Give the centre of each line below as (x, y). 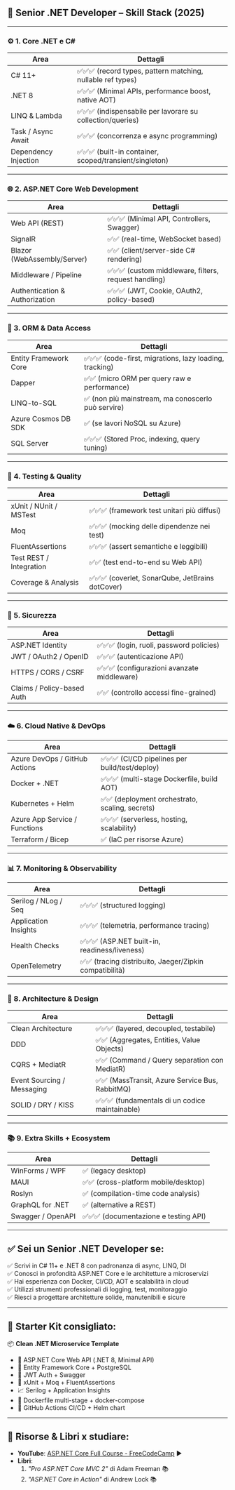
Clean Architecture (42, 1029)
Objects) (110, 1049)
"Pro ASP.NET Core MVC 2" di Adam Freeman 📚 (98, 1468)
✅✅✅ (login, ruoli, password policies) (158, 645)
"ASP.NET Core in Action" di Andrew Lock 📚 (92, 1479)
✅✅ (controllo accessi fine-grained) (157, 693)
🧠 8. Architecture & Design (53, 999)
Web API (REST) (37, 223)
